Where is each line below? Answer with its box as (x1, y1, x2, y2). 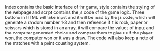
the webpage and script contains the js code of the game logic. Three (5, 9, 144, 15)
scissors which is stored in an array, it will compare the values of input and (5, 25, 154, 31)
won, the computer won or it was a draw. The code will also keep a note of (5, 35, 154, 41)
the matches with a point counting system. (5, 40, 90, 46)
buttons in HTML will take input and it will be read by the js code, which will (5, 15, 155, 20)
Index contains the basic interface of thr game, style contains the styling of (5, 4, 155, 10)
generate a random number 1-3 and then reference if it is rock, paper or (5, 19, 148, 25)
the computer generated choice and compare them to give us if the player (5, 30, 153, 35)
